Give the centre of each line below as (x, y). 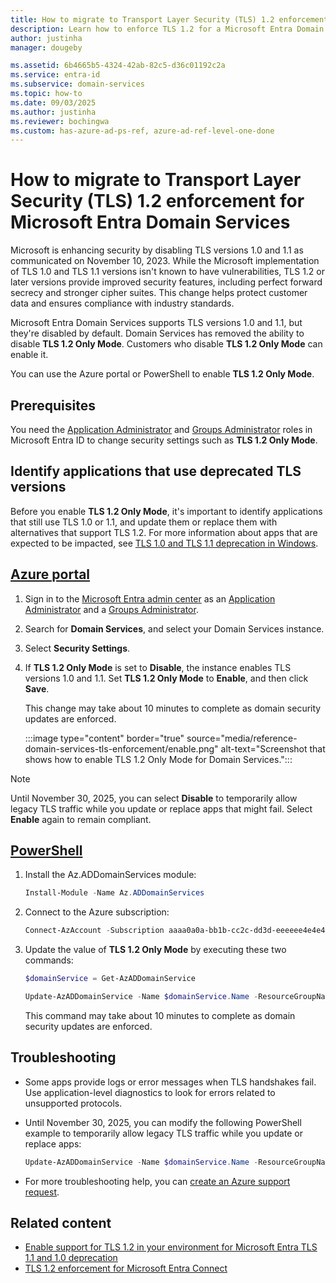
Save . (37, 688)
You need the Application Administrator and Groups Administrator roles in (161, 429)
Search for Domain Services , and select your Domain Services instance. (174, 628)
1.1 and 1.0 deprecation (71, 1258)
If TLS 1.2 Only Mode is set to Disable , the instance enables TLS (158, 667)
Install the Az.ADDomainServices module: (110, 875)
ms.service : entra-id (55, 75)
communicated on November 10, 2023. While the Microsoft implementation (165, 261)
